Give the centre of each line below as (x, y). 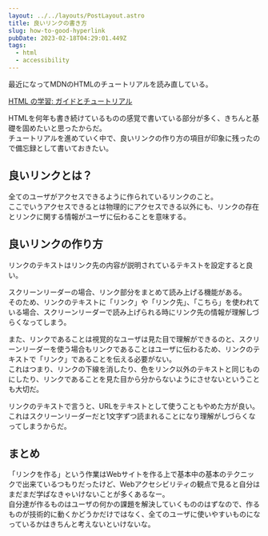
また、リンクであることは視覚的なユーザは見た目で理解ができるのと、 (124, 339)
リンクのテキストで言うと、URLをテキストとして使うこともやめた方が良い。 (134, 406)
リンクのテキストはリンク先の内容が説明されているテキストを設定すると (127, 265)
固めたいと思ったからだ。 (64, 128)
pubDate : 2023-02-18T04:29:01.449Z (68, 38)
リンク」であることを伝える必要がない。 (110, 359)
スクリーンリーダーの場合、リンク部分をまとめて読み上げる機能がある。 (127, 292)
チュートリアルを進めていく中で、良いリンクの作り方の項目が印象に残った (131, 138)
